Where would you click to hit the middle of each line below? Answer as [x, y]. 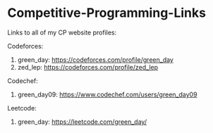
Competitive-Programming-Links [107, 13]
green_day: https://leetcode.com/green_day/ [82, 122]
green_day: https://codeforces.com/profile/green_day [96, 59]
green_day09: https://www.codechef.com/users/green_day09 [107, 94]
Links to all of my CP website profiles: [62, 32]
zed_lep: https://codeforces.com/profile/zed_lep [88, 67]
